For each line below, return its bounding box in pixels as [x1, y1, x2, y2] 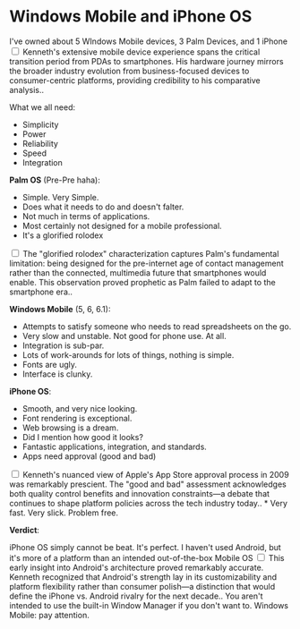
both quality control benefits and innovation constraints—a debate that [9, 488, 270, 498]
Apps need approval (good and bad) [21, 450, 157, 462]
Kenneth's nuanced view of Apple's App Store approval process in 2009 [21, 469, 289, 480]
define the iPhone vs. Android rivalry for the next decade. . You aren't [9, 591, 263, 601]
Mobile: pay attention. [9, 609, 90, 620]
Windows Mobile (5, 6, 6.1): [9, 303, 111, 314]
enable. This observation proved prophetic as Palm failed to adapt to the [9, 276, 276, 287]
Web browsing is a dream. [21, 422, 119, 433]
